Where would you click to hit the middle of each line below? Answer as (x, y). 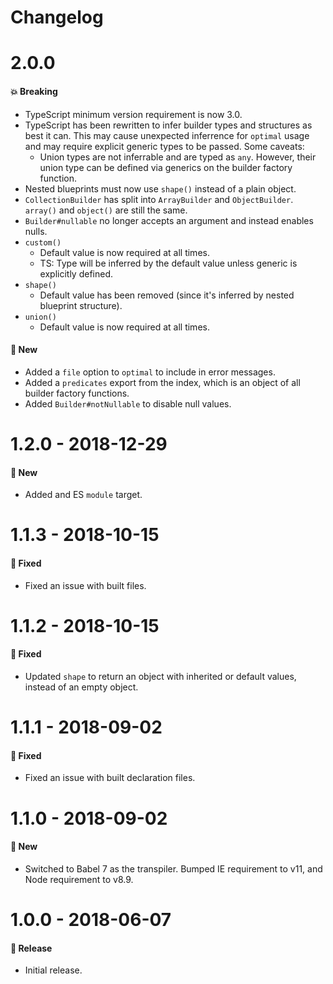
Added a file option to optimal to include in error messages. (150, 372)
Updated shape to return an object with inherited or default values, (160, 676)
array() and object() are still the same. (106, 210)
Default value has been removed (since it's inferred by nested (167, 295)
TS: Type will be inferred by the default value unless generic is (168, 263)
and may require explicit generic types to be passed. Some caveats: (164, 146)
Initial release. (53, 970)
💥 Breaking (34, 91)
